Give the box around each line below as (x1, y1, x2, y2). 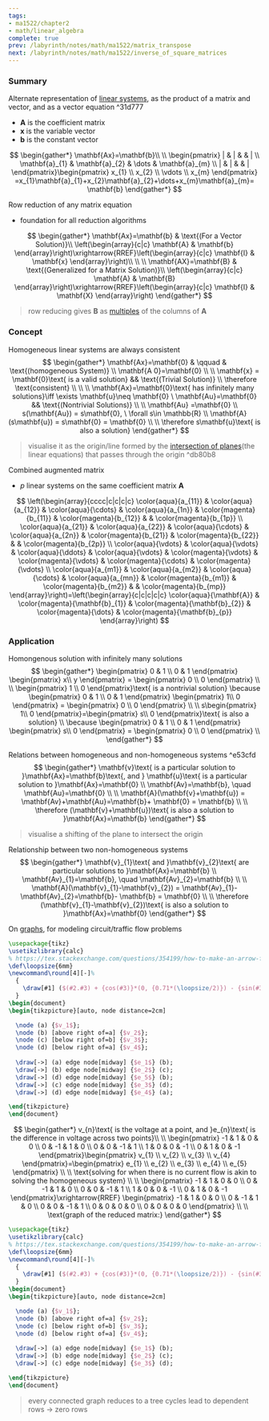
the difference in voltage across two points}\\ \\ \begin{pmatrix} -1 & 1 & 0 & (10, 1133, 259, 1143)
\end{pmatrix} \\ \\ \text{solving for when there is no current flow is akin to (12, 1167, 257, 1177)
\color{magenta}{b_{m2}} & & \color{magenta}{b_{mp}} (42, 581, 227, 591)
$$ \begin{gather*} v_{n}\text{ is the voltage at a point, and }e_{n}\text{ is (13, 1125, 256, 1135)
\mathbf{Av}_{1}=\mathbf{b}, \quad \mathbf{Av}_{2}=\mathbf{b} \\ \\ (22, 874, 247, 883)
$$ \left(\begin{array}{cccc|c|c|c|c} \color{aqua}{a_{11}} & (16, 496, 210, 505)
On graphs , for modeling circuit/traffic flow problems (8, 924, 183, 933)
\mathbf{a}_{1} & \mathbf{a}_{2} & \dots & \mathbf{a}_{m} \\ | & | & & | (19, 159, 250, 168)
